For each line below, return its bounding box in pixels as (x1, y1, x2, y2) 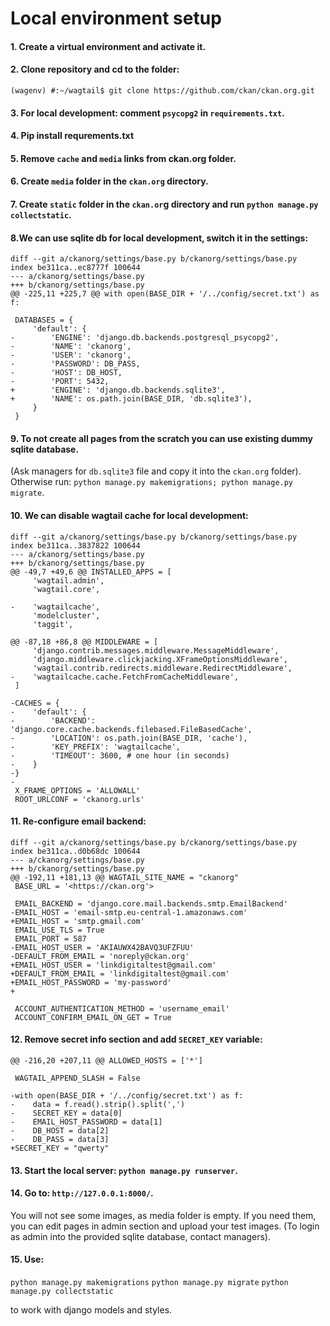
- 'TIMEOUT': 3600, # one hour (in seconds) (10, 750, 230, 761)
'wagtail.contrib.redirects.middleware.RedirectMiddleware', (32, 663, 293, 673)
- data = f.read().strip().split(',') (10, 1099, 186, 1109)
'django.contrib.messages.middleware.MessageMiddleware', (32, 645, 280, 656)
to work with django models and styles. (10, 1303, 173, 1316)
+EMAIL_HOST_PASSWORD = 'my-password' (10, 977, 172, 987)
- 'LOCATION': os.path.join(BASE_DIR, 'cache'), (10, 733, 248, 743)
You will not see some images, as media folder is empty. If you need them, (10, 1209, 317, 1221)
